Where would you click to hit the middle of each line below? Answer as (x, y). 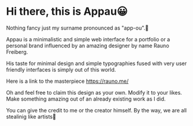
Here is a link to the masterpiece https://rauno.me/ (67, 81)
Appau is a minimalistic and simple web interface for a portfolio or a (88, 39)
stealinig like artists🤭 (31, 117)
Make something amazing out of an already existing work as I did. (86, 99)
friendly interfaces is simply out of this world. (61, 69)
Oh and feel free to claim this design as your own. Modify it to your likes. (94, 92)
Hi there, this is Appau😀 (67, 12)
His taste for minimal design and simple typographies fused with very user (97, 63)
